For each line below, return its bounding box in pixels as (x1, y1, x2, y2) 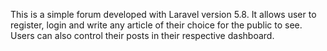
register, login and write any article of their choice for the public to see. (10, 19, 303, 31)
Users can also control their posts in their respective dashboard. (10, 30, 275, 41)
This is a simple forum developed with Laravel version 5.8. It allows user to (10, 9, 317, 20)
